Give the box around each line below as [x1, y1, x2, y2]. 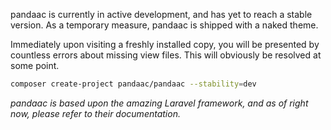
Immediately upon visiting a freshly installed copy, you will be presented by [10, 39, 320, 50]
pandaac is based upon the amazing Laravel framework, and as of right [10, 97, 309, 109]
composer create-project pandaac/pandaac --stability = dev [10, 79, 257, 89]
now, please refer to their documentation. [10, 107, 181, 119]
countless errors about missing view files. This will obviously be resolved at [10, 49, 322, 61]
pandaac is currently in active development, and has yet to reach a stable [10, 9, 313, 20]
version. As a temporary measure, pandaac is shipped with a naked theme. [10, 19, 319, 31]
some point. [10, 60, 60, 71]
